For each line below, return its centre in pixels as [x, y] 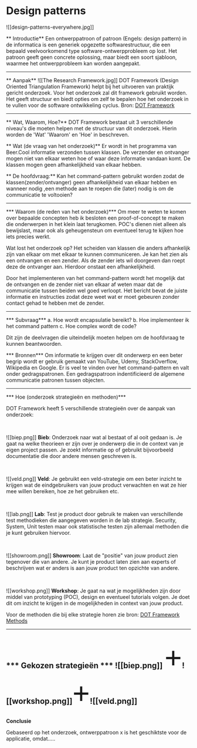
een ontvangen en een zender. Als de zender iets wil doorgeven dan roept [96, 260]
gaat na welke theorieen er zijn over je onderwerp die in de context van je [95, 443]
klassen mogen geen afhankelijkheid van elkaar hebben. [74, 164]
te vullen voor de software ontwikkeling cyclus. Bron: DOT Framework [90, 105]
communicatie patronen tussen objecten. [56, 380]
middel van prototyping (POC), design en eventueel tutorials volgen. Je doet [98, 597]
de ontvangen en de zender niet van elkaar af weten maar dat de [84, 284]
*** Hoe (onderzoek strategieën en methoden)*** [66, 397]
